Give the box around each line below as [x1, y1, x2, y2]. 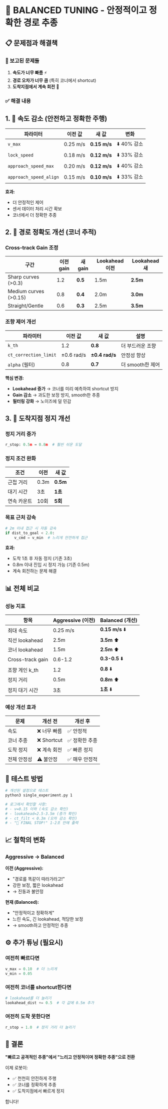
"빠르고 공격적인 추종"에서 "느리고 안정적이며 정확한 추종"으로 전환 [5, 1054, 135, 1060]
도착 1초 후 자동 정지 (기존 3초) [12, 556, 72, 562]
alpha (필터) [7, 361, 35, 368]
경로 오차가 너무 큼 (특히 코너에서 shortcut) [12, 77, 96, 83]
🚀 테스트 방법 [5, 774, 43, 783]
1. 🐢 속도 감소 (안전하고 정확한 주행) [5, 114, 107, 123]
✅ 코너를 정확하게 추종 [12, 1082, 56, 1088]
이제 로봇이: [5, 1065, 28, 1071]
